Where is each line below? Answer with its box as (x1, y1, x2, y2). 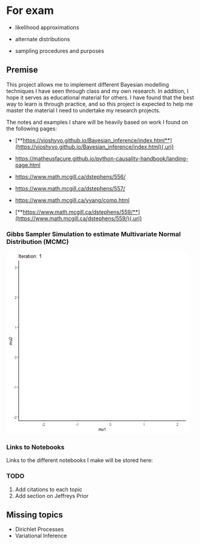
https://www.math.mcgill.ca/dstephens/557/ (15, 184, 125, 192)
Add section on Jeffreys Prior (15, 492, 89, 499)
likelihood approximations (15, 24, 79, 31)
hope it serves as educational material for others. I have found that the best (6, 93, 194, 101)
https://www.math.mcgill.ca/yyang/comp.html (15, 196, 130, 204)
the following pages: (6, 125, 58, 132)
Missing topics (6, 510, 64, 520)
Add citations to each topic (15, 486, 83, 493)
